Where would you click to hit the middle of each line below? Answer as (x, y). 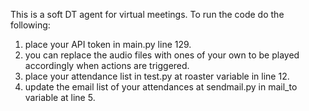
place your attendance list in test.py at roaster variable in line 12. (157, 76)
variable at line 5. (60, 97)
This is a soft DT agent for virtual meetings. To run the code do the (147, 14)
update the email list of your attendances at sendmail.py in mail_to (161, 87)
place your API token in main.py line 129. (108, 44)
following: (30, 25)
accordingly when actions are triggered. (107, 65)
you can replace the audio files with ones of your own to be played (162, 55)
